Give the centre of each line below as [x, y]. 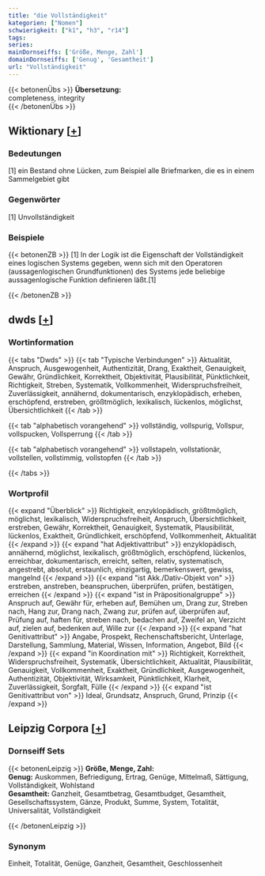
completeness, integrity [47, 98]
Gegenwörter [34, 200]
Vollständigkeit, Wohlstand [51, 785]
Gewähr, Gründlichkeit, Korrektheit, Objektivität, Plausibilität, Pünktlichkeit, [129, 376]
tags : [17, 38]
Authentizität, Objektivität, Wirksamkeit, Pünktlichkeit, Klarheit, [110, 679]
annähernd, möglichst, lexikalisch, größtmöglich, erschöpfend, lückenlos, [127, 553]
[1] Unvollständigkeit [42, 217]
